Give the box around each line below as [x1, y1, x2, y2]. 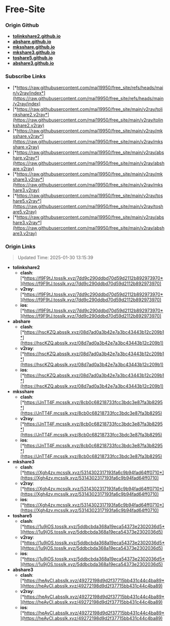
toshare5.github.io [12, 55, 53, 61]
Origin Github [5, 22, 39, 29]
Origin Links [5, 243, 36, 250]
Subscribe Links [5, 73, 46, 80]
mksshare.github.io [12, 44, 55, 50]
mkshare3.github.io [12, 49, 56, 55]
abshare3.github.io [12, 60, 54, 67]
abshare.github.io [12, 39, 52, 45]
